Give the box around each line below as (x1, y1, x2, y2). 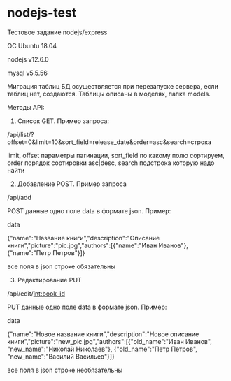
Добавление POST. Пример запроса (17, 180, 127, 188)
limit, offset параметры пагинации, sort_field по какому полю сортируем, (7, 151, 225, 159)
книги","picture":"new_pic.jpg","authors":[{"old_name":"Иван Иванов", (7, 337, 212, 345)
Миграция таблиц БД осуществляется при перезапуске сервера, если (7, 82, 218, 90)
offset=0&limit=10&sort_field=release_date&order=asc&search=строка (7, 138, 212, 146)
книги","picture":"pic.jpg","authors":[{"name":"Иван (7, 241, 157, 250)
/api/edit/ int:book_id (7, 289, 65, 298)
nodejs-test (7, 5, 77, 21)
